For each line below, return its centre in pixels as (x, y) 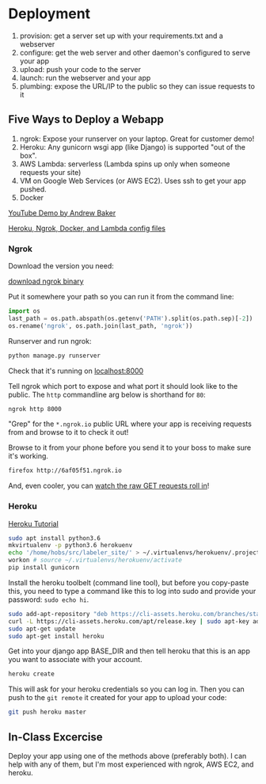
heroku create (32, 674)
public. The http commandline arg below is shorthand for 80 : (107, 394)
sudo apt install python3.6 (55, 538)
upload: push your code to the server (80, 69)
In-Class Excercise (55, 737)
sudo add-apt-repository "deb (58, 614)
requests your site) (50, 172)
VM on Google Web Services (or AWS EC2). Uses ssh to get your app (133, 181)
